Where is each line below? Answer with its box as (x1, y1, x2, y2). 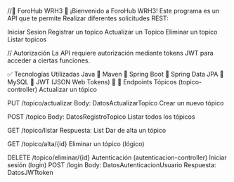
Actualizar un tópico (38, 85, 97, 93)
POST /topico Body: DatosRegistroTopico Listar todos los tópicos (7, 112, 195, 121)
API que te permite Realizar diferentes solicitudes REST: (7, 14, 169, 22)
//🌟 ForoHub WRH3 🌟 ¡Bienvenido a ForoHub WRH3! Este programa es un (7, 7, 220, 15)
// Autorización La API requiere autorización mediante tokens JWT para (7, 49, 214, 57)
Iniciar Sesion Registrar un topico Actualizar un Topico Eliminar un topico (7, 28, 218, 36)
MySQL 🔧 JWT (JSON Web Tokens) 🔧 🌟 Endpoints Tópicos (7, 78, 177, 86)
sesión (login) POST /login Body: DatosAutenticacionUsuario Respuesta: (7, 161, 216, 169)
